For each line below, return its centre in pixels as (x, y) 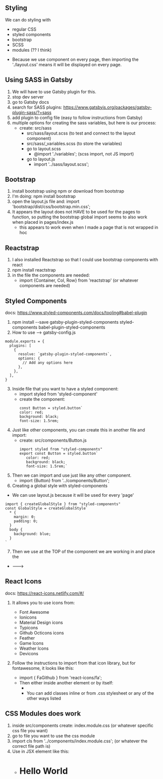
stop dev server (28, 97)
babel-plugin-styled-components (72, 327)
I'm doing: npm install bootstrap (44, 196)
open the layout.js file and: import (46, 201)
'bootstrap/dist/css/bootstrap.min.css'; (51, 207)
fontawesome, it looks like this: (43, 668)
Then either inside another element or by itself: (66, 682)
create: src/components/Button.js (53, 440)
